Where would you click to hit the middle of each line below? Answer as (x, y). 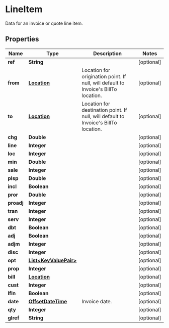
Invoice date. (97, 301)
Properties (22, 39)
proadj (16, 203)
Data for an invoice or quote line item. (44, 23)
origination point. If (104, 76)
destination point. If (104, 110)
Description (107, 53)
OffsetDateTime (48, 301)
